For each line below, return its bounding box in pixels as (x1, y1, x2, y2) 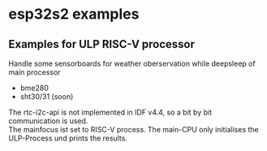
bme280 (19, 83, 49, 93)
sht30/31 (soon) (19, 92, 74, 101)
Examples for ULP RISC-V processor (8, 37, 196, 51)
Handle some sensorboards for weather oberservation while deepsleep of (8, 58, 256, 68)
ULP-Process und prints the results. (8, 133, 128, 143)
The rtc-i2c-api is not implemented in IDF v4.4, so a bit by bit (8, 107, 213, 117)
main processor (8, 67, 61, 77)
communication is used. (8, 116, 88, 126)
